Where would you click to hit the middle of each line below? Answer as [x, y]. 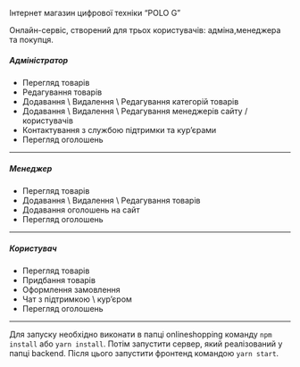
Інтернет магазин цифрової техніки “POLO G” [95, 13]
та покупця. [31, 40]
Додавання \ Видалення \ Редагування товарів [111, 200]
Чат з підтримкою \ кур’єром [77, 299]
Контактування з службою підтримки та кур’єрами [119, 129]
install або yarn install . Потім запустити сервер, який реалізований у [146, 344]
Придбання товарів [59, 279]
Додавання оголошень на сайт [81, 210]
